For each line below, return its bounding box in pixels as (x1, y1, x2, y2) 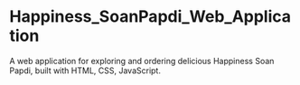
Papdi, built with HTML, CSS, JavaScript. (9, 65, 161, 76)
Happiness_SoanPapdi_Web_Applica (9, 6, 292, 27)
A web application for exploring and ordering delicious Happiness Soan (9, 55, 275, 66)
